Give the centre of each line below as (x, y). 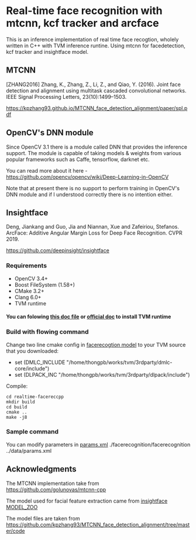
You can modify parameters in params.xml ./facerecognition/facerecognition (98, 444)
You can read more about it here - (47, 170)
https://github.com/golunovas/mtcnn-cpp (56, 489)
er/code (16, 531)
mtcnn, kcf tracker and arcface (82, 23)
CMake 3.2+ (30, 291)
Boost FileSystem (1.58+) (44, 284)
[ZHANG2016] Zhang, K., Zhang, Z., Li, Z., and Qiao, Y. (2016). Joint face (94, 84)
